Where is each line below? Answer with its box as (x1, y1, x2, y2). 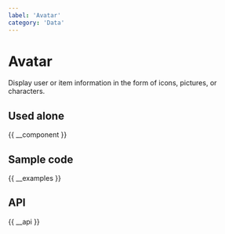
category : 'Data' (8, 19, 65, 27)
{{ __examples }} (8, 174, 61, 183)
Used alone (8, 109, 65, 122)
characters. (8, 87, 45, 96)
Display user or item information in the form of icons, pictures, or (8, 78, 217, 88)
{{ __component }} (8, 130, 67, 139)
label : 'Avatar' (8, 11, 61, 20)
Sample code (8, 153, 74, 166)
